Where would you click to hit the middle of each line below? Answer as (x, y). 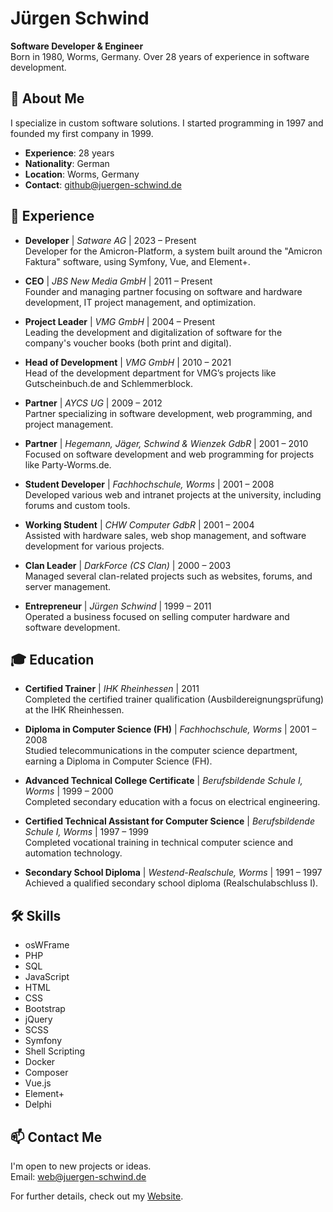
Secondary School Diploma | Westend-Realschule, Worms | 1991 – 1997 (173, 873)
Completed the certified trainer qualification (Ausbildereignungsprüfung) (174, 699)
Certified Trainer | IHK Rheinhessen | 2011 (112, 689)
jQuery (38, 1019)
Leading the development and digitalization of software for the (153, 332)
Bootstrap (45, 1009)
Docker (40, 1062)
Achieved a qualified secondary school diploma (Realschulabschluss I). (171, 883)
